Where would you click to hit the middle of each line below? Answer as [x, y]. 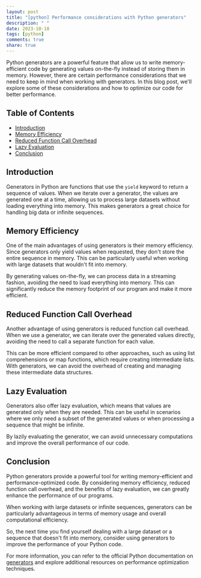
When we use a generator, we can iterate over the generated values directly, [100, 335]
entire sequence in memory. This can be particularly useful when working [97, 258]
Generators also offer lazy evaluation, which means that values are [88, 406]
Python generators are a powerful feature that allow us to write [84, 62]
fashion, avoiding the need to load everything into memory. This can [91, 282]
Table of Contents [40, 113]
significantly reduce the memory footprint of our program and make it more [99, 289]
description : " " [28, 23]
